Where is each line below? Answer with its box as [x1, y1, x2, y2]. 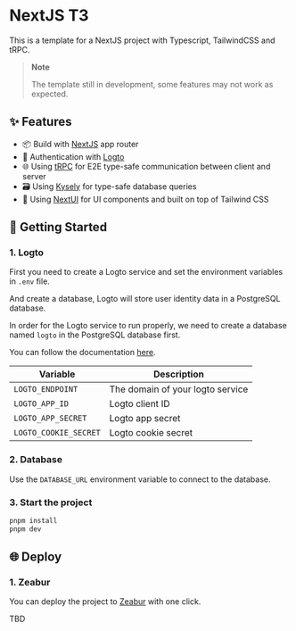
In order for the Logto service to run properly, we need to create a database [9, 320, 287, 331]
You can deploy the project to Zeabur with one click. [9, 596, 201, 607]
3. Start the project [9, 496, 93, 509]
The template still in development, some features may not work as [30, 79, 274, 89]
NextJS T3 [9, 5, 89, 26]
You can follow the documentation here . [9, 347, 156, 358]
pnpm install [9, 517, 58, 526]
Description [152, 368, 205, 380]
